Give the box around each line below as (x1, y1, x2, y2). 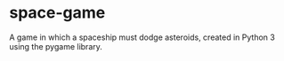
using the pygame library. (9, 41, 102, 51)
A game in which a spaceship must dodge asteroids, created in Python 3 (9, 32, 276, 42)
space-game (9, 3, 106, 23)
